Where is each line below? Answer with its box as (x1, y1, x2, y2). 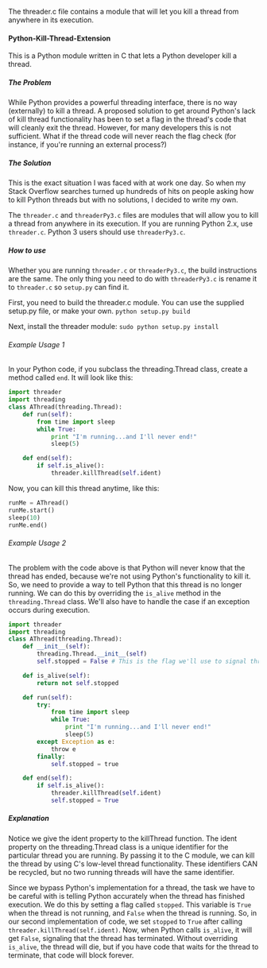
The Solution (8, 158, 52, 168)
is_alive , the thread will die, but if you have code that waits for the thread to (8, 942, 259, 951)
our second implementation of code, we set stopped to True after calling (8, 916, 242, 926)
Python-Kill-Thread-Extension (8, 33, 111, 43)
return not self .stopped (37, 679, 119, 687)
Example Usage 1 (8, 339, 65, 349)
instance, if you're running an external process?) (8, 140, 167, 149)
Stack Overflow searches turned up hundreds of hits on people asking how (8, 187, 254, 196)
